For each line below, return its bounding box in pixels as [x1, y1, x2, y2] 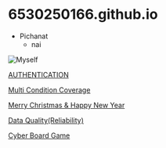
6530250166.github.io [8, 5, 158, 23]
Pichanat [19, 31, 49, 41]
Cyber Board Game [8, 131, 70, 140]
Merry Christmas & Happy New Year [8, 100, 125, 110]
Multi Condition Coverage [8, 85, 91, 95]
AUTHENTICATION [8, 70, 69, 79]
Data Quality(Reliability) [8, 115, 85, 125]
